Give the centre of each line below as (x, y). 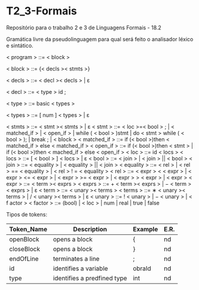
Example (146, 229)
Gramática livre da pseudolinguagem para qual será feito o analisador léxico (100, 39)
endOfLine (24, 258)
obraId (142, 268)
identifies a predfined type (90, 278)
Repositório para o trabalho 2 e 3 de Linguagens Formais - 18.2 (84, 28)
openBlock (25, 239)
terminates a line (76, 258)
